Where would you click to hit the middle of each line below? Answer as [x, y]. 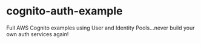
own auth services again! [38, 34]
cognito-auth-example [64, 11]
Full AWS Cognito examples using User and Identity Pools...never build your [100, 28]
